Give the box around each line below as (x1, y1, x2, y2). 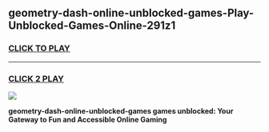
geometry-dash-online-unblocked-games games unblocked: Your (8, 106, 234, 115)
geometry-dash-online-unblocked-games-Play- (8, 6, 255, 20)
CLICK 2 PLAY (8, 73, 64, 84)
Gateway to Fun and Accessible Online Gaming (8, 114, 167, 124)
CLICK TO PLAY (8, 43, 70, 54)
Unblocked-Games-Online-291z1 (8, 19, 176, 33)
